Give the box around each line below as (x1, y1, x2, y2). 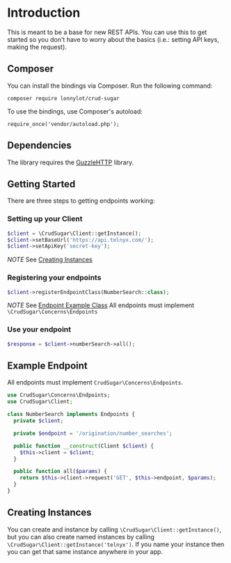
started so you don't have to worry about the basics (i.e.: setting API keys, (7, 35, 219, 43)
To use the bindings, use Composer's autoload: (7, 107, 143, 116)
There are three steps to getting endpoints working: (7, 196, 155, 205)
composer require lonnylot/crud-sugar (7, 95, 120, 102)
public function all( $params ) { (13, 468, 108, 475)
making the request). (7, 43, 67, 51)
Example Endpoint (7, 360, 88, 372)
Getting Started (7, 178, 76, 190)
